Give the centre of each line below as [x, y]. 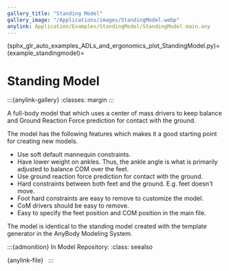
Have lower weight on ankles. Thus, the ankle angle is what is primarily [117, 162]
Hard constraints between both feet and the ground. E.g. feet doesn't [115, 184]
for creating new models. [43, 141]
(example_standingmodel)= [46, 53]
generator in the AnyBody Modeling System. [70, 234]
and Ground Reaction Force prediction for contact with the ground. [101, 120]
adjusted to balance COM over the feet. [73, 169]
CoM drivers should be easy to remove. [73, 206]
